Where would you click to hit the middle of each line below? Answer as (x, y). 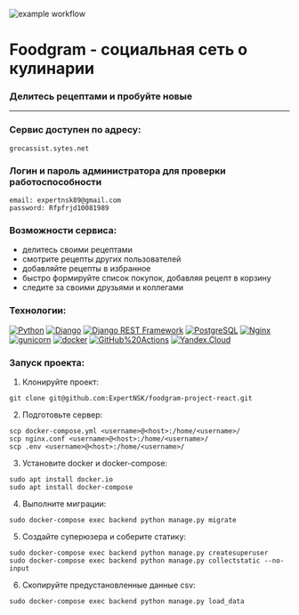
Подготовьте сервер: (62, 415)
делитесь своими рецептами (77, 250)
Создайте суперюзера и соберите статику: (104, 536)
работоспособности (56, 182)
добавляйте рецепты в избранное (86, 269)
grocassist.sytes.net (49, 148)
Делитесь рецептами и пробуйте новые (101, 96)
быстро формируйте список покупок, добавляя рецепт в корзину (146, 278)
